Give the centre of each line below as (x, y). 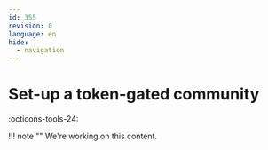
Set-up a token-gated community (134, 95)
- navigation (40, 51)
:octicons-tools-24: (43, 119)
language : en (32, 34)
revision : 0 (30, 26)
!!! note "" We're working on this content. (83, 136)
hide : (18, 42)
